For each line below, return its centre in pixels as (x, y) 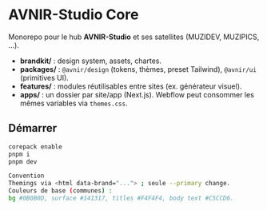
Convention (26, 176)
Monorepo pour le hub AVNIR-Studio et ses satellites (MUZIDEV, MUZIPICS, (134, 37)
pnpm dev (23, 161)
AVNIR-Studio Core (74, 15)
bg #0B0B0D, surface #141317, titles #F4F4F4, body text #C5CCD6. (121, 198)
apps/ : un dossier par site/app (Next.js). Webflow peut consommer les (137, 94)
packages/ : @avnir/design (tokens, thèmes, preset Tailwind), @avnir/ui (138, 69)
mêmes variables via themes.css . (74, 103)
